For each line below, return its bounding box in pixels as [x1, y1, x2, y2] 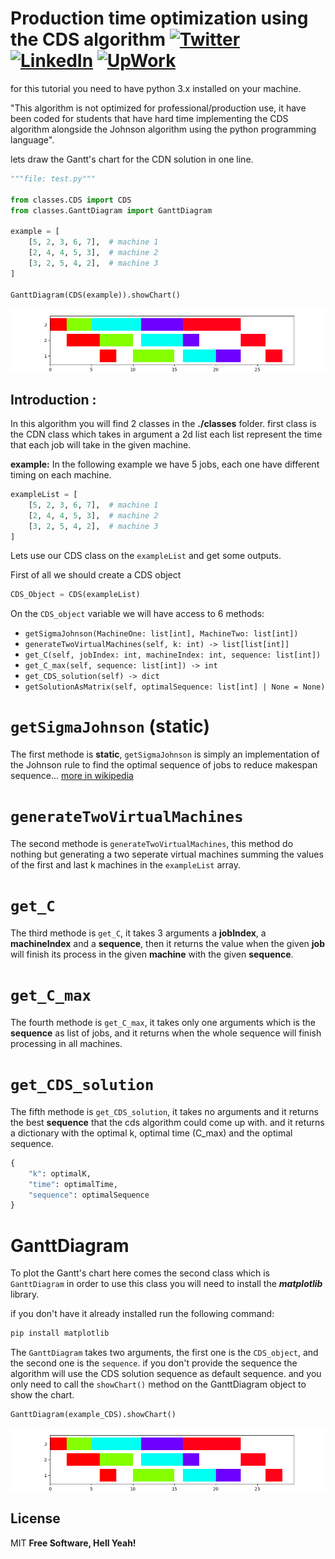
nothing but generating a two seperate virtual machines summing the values [10, 848, 324, 861]
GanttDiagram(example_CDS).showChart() [10, 1410, 177, 1420]
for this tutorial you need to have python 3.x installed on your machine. [10, 82, 302, 94]
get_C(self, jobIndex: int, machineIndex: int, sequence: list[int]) [24, 650, 322, 661]
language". [10, 133, 55, 146]
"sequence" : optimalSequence [28, 1190, 150, 1200]
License [10, 1510, 61, 1527]
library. [10, 1288, 40, 1301]
